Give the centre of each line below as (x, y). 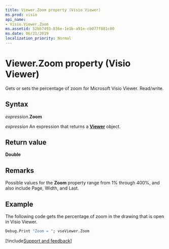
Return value (26, 143)
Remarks (20, 170)
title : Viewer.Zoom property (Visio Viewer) (53, 10)
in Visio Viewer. (21, 222)
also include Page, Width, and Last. (42, 188)
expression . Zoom (24, 116)
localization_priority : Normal (38, 39)
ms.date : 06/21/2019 (27, 34)
